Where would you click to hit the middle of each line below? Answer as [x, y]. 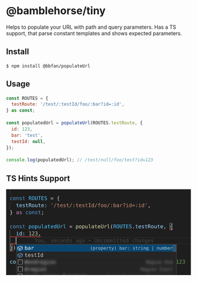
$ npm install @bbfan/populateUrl [48, 66]
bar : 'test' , [27, 135]
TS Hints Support [38, 178]
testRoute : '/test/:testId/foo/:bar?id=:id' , [68, 104]
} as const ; [21, 111]
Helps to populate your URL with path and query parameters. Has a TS [91, 27]
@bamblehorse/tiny [56, 11]
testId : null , [28, 141]
